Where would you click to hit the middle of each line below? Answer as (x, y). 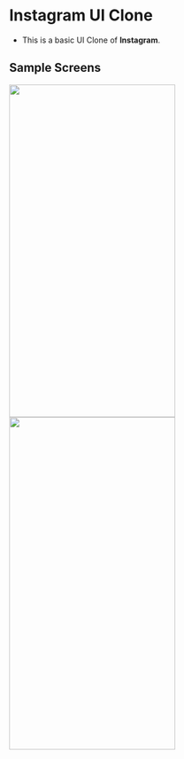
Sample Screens (55, 68)
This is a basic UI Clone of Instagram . (91, 40)
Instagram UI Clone (81, 16)
